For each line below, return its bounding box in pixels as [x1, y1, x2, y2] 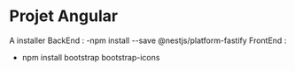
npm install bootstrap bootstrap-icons [21, 52, 160, 62]
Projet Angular [9, 6, 118, 26]
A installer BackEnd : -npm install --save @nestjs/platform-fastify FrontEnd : [9, 35, 287, 46]
